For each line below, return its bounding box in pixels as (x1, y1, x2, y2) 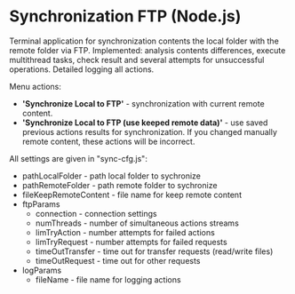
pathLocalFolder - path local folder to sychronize (21, 171, 202, 181)
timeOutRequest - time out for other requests (35, 255, 201, 266)
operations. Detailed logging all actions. (9, 64, 155, 75)
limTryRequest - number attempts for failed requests (35, 236, 228, 247)
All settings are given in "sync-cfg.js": (9, 153, 148, 163)
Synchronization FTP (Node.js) (9, 6, 242, 27)
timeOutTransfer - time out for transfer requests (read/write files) (35, 246, 274, 257)
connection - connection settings (35, 208, 157, 219)
